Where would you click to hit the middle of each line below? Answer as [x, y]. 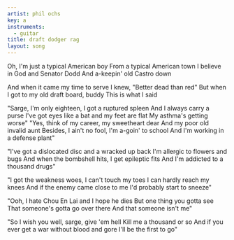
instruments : [26, 27]
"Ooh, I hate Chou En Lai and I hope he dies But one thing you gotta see [111, 201]
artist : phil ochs [34, 14]
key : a [17, 20]
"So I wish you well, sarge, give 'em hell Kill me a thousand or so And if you [115, 222]
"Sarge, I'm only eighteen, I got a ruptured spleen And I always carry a [108, 108]
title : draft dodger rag [43, 40]
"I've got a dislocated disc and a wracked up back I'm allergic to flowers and [117, 151]
